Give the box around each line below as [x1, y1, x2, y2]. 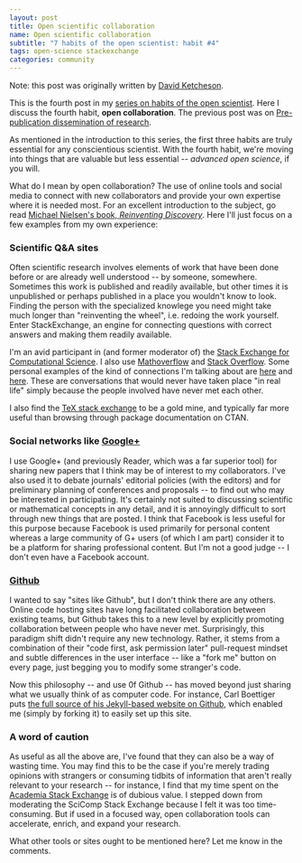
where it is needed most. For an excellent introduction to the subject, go [9, 200, 277, 211]
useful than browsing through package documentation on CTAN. [9, 412, 250, 423]
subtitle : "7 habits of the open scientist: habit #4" [9, 38, 220, 48]
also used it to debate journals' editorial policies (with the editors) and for [9, 474, 281, 485]
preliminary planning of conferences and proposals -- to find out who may [9, 484, 285, 495]
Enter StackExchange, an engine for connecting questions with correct [9, 320, 272, 331]
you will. [9, 164, 41, 174]
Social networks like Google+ [9, 435, 141, 447]
